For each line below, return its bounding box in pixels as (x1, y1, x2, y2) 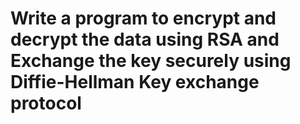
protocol (10, 92, 82, 115)
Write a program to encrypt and (10, 7, 277, 30)
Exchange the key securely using (10, 50, 292, 72)
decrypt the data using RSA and (10, 28, 280, 51)
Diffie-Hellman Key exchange (10, 71, 260, 94)
